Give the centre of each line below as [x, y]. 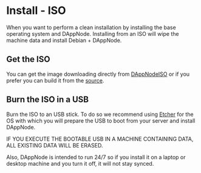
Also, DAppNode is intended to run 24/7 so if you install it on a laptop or [96, 157]
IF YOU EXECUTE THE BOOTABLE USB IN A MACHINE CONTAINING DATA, [100, 139]
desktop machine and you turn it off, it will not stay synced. [80, 163]
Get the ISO [28, 59]
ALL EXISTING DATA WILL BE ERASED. [55, 145]
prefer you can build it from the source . [55, 80]
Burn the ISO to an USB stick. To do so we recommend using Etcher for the [100, 114]
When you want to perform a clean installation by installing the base [91, 27]
